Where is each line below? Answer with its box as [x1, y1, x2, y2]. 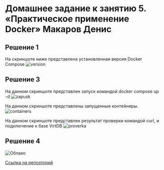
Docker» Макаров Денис [5, 24, 112, 35]
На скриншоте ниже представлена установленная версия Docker [5, 56, 142, 62]
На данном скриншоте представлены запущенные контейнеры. [5, 103, 139, 109]
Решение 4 [5, 137, 41, 146]
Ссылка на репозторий [5, 159, 53, 165]
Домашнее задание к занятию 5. [5, 3, 147, 14]
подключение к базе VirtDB [5, 123, 63, 128]
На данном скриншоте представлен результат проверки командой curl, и [5, 118, 159, 124]
